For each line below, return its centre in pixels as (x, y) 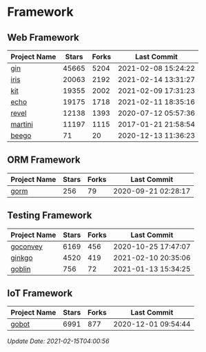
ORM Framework (44, 160)
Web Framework (43, 38)
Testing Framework (50, 215)
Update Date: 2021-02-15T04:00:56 (58, 341)
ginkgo (22, 258)
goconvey (27, 247)
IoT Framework (40, 293)
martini (22, 124)
